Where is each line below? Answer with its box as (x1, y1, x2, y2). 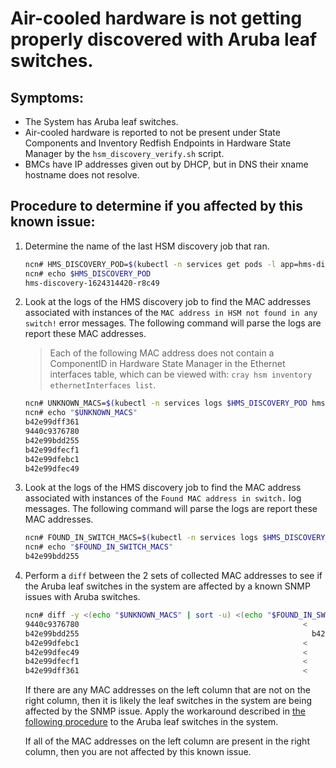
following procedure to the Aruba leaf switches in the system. (24, 716, 279, 728)
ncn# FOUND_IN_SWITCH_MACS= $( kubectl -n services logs (24, 533, 259, 543)
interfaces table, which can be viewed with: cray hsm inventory (49, 368, 313, 381)
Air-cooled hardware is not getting (10, 7, 303, 30)
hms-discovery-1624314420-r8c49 (24, 278, 160, 288)
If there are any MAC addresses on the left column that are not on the (24, 684, 311, 696)
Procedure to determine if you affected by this (10, 198, 304, 215)
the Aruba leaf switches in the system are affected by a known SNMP (24, 580, 311, 592)
